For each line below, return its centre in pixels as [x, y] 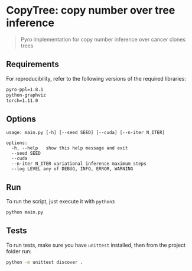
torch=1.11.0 [22, 101]
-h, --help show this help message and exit [70, 148]
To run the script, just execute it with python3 [61, 201]
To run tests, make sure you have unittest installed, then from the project [96, 245]
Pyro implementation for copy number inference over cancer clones [103, 39]
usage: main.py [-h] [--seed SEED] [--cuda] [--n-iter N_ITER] [86, 133]
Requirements [32, 64]
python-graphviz [26, 95]
